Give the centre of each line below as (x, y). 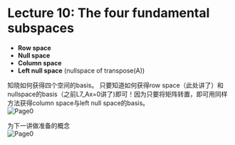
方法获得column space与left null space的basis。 (78, 103)
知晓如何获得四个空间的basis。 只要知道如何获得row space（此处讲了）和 (116, 85)
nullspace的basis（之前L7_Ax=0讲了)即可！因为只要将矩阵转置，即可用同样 (117, 94)
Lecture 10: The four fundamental (109, 13)
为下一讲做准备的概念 (38, 125)
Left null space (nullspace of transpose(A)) (81, 70)
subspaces (41, 28)
